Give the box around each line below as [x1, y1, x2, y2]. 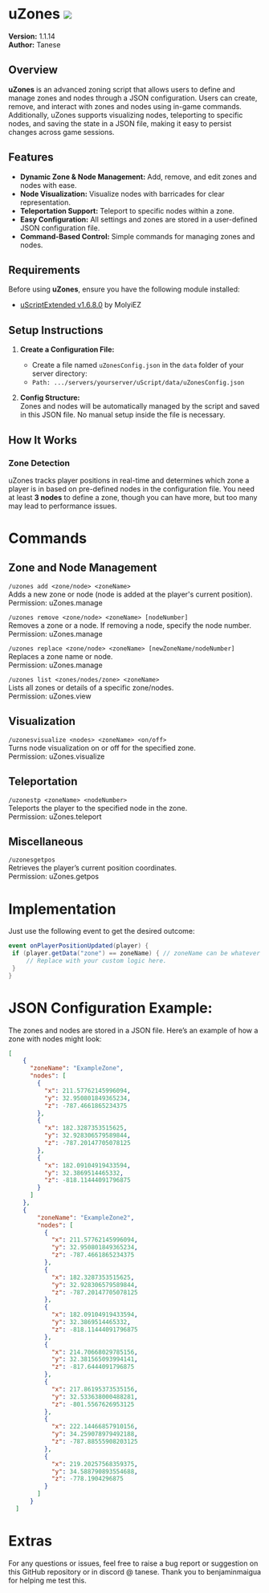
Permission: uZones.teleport [8, 812, 102, 821]
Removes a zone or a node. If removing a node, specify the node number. [8, 620, 251, 630]
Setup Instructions [8, 323, 104, 337]
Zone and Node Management [8, 561, 157, 575]
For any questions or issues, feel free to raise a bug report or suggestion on [8, 1558, 259, 1568]
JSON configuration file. [19, 222, 100, 233]
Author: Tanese [8, 39, 61, 49]
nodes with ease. [19, 180, 77, 189]
